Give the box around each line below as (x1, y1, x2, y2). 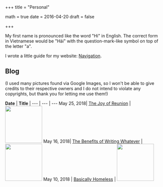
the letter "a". (5, 43, 32, 49)
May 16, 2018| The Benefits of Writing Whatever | (43, 138, 143, 144)
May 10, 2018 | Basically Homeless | (43, 176, 116, 182)
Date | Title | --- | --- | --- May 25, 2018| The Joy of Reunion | (5, 100, 131, 106)
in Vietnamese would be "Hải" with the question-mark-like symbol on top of (5, 38, 159, 44)
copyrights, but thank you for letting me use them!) (5, 91, 108, 97)
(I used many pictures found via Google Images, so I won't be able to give (5, 80, 155, 86)
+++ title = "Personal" (5, 4, 50, 10)
